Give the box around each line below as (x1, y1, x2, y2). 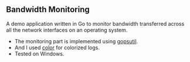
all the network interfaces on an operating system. (6, 26, 128, 33)
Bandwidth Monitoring (6, 5, 90, 15)
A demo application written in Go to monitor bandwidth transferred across (6, 20, 185, 27)
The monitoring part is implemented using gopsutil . (14, 37, 138, 44)
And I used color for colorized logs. (14, 44, 100, 51)
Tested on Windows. (14, 50, 65, 57)
